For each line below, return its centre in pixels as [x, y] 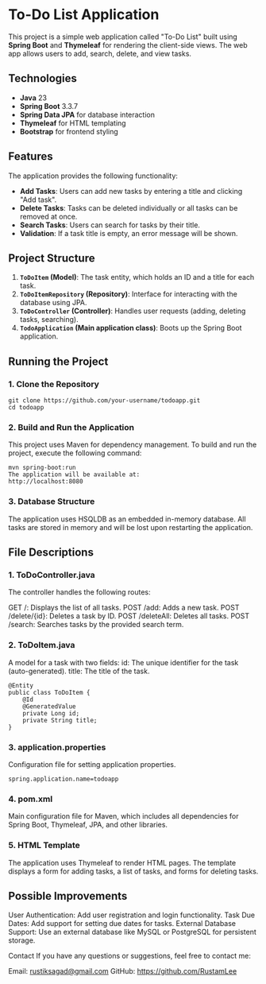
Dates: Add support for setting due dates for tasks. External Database [122, 924]
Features [31, 157]
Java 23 [33, 98]
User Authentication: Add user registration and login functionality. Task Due [132, 915]
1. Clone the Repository [54, 384]
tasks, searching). [49, 320]
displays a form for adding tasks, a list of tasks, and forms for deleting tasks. [133, 871]
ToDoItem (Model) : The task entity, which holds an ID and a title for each [137, 277]
